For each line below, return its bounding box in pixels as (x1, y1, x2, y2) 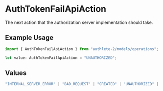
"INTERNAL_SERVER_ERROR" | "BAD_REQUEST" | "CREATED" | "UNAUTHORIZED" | (5, 82, 159, 87)
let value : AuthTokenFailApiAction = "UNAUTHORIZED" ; (5, 55, 117, 60)
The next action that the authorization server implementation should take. (5, 19, 153, 25)
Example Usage (5, 34, 54, 42)
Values (5, 69, 27, 77)
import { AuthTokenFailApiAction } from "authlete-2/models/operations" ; (5, 46, 159, 52)
